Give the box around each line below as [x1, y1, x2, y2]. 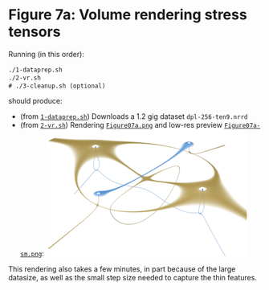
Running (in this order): [8, 49, 84, 59]
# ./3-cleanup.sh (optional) [8, 82, 106, 90]
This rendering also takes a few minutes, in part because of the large [8, 263, 236, 274]
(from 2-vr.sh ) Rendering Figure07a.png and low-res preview [19, 120, 223, 129]
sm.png [19, 250, 43, 258]
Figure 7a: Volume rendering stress [8, 6, 247, 24]
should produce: [8, 96, 63, 105]
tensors [8, 22, 62, 41]
